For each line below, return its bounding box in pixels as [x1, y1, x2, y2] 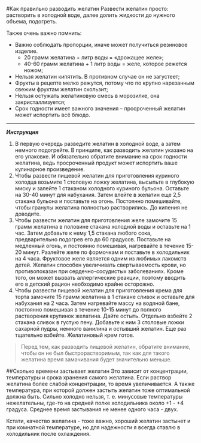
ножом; [23, 67, 44, 74]
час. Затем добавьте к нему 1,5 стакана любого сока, [14, 229, 152, 237]
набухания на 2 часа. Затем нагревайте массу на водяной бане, [14, 300, 180, 307]
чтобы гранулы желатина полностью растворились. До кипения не [14, 204, 188, 211]
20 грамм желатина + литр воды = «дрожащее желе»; [23, 54, 164, 61]
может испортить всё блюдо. [14, 111, 91, 118]
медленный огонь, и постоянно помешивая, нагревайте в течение [14, 243, 185, 249]
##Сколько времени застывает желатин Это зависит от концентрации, [6, 367, 188, 375]
